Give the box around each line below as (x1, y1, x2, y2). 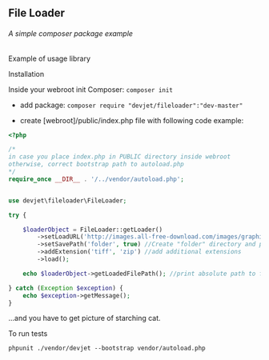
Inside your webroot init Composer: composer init (8, 84, 174, 94)
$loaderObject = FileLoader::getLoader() (22, 226, 163, 234)
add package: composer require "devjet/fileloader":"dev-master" (19, 100, 243, 110)
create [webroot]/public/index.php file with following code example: (19, 115, 244, 125)
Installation (8, 69, 45, 78)
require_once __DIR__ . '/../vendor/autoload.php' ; (8, 175, 184, 183)
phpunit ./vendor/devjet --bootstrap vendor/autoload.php (8, 344, 206, 353)
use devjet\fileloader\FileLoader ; (8, 196, 127, 205)
